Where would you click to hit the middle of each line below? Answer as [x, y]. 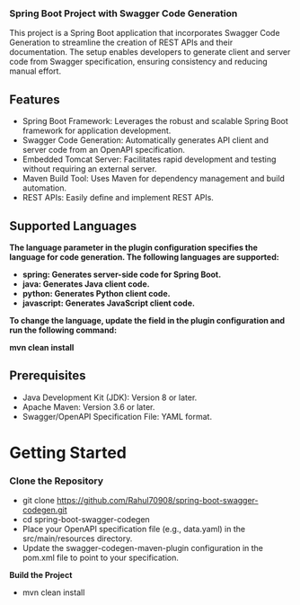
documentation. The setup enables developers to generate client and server [150, 52]
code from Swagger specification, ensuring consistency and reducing [138, 62]
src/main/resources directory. [77, 538]
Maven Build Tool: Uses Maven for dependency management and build [154, 179]
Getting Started [68, 453]
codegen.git [44, 510]
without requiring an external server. [89, 169]
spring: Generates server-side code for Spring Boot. [122, 274]
